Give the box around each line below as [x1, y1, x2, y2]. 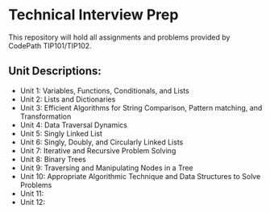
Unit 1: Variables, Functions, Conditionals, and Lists [19, 86, 189, 95]
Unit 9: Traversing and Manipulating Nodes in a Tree [19, 163, 193, 173]
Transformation [19, 111, 72, 121]
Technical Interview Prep [8, 6, 179, 24]
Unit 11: [19, 188, 44, 198]
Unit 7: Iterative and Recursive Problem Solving [19, 145, 177, 155]
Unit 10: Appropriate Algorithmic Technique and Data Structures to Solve [19, 171, 261, 181]
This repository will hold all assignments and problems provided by [8, 32, 231, 42]
